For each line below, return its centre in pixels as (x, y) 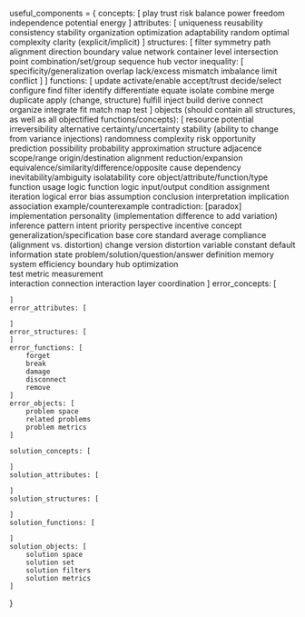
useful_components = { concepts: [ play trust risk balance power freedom (148, 13)
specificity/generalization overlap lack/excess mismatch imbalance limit (143, 71)
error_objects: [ (42, 403)
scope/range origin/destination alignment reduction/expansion (126, 158)
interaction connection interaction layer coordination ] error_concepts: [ (143, 284)
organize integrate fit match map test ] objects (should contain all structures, (152, 109)
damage (38, 372)
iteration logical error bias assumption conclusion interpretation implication (149, 196)
